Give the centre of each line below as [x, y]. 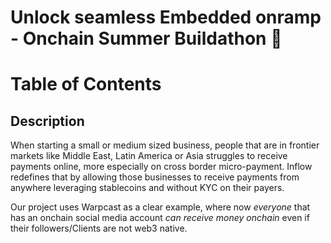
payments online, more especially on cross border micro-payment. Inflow [161, 167]
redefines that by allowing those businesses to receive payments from [155, 177]
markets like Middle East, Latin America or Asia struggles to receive [149, 156]
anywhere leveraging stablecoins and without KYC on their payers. [147, 188]
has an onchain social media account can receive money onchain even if [160, 218]
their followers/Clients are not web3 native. [99, 228]
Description [47, 121]
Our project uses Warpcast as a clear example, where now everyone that [160, 207]
